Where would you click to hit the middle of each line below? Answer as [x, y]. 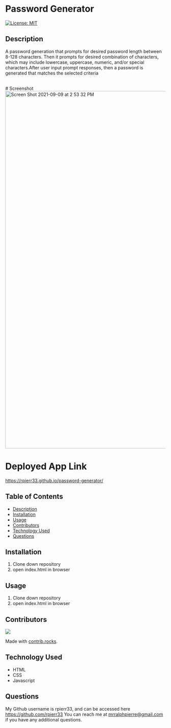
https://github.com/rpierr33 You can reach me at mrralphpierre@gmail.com [84, 714]
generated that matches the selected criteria [52, 73]
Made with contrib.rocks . [32, 641]
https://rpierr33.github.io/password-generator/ [54, 481]
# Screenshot [20, 88]
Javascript [24, 680]
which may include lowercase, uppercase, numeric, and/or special [75, 62]
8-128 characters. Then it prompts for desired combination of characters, [82, 57]
